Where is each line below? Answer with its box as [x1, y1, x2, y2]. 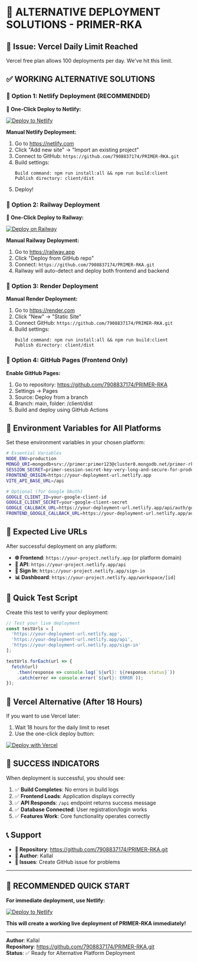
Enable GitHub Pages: [6, 369, 61, 376]
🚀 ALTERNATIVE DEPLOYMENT [6, 5, 161, 19]
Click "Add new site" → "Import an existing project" [14, 146, 140, 153]
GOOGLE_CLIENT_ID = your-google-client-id [6, 494, 107, 500]
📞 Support [6, 830, 42, 840]
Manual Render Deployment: [6, 295, 78, 302]
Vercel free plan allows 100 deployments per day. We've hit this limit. [6, 57, 173, 64]
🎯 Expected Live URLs [6, 527, 88, 537]
